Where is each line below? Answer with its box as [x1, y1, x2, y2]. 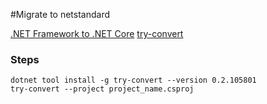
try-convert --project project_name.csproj [10, 84, 195, 94]
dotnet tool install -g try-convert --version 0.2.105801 [10, 75, 257, 86]
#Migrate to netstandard [10, 9, 111, 20]
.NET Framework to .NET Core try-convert [10, 28, 184, 39]
